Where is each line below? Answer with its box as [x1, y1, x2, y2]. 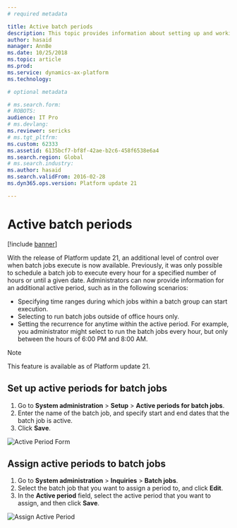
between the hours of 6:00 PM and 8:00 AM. [17, 335, 148, 343]
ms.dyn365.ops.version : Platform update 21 [7, 180, 138, 187]
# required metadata [7, 10, 68, 18]
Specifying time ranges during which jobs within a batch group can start [17, 297, 228, 306]
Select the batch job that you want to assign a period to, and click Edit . [17, 484, 224, 493]
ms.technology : [7, 76, 52, 83]
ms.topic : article [7, 56, 61, 64]
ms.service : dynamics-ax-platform [7, 68, 109, 76]
